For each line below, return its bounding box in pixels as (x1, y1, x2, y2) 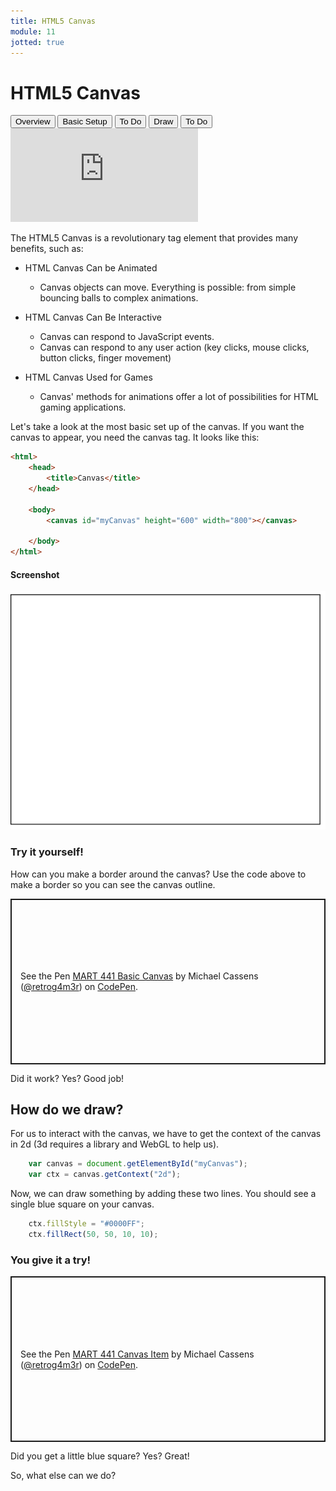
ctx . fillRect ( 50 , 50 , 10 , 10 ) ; (28, 1229, 159, 1239)
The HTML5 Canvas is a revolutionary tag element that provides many (10, 232, 299, 244)
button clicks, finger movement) (39, 352, 172, 364)
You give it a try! (10, 1253, 92, 1267)
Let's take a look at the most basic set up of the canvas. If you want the (10, 421, 305, 433)
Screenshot (10, 568, 60, 580)
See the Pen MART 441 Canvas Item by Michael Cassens (20, 1348, 255, 1360)
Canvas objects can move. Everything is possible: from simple (39, 281, 297, 294)
